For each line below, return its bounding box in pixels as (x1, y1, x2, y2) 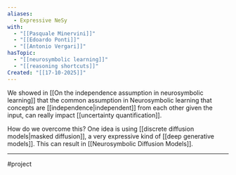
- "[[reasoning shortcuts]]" (13, 63, 99, 70)
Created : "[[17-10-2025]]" (7, 69, 86, 76)
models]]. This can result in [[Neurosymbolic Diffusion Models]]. (7, 139, 193, 148)
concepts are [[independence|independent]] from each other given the (7, 103, 213, 112)
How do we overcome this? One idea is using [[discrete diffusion (7, 124, 195, 133)
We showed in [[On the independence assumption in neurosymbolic (7, 89, 204, 97)
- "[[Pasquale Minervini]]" (13, 30, 96, 37)
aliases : (7, 10, 33, 18)
